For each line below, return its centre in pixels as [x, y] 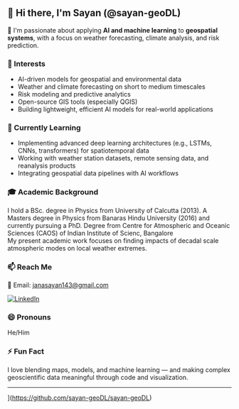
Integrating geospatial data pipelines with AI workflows [98, 173]
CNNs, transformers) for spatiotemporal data [83, 151]
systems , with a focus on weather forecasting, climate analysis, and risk [113, 38]
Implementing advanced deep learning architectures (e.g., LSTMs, [115, 143]
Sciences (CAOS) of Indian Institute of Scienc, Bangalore [90, 233]
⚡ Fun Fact [26, 351]
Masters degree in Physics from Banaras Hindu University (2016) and [108, 218]
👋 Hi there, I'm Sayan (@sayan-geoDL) [94, 13]
